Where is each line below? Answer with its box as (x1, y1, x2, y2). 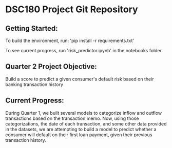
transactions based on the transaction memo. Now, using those (5, 115, 139, 121)
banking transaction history (5, 81, 63, 88)
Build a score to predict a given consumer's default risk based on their (5, 76, 154, 82)
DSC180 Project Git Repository (5, 4, 138, 15)
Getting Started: (5, 24, 58, 33)
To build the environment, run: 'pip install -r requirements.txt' (5, 37, 135, 44)
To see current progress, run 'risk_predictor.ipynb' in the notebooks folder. (5, 48, 163, 53)
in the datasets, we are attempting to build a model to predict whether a (5, 126, 157, 132)
